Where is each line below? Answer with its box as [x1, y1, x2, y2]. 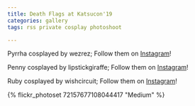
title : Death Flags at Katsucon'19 [7, 10, 113, 18]
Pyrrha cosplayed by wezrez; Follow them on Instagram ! [7, 49, 172, 58]
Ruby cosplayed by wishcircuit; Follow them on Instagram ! [7, 77, 177, 85]
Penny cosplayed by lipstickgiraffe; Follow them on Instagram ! [7, 63, 189, 72]
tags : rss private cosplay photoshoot [7, 23, 122, 31]
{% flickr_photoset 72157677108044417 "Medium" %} [7, 90, 165, 100]
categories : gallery [7, 17, 69, 24]
